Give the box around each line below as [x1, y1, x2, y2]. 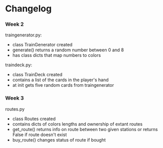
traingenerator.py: [5, 32, 42, 38]
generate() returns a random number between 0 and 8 [12, 47, 124, 53]
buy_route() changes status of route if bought [12, 137, 106, 143]
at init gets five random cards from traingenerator [12, 82, 114, 88]
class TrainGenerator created [12, 42, 73, 48]
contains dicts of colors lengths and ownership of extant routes [12, 121, 143, 127]
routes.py [5, 106, 25, 112]
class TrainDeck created [12, 72, 63, 78]
